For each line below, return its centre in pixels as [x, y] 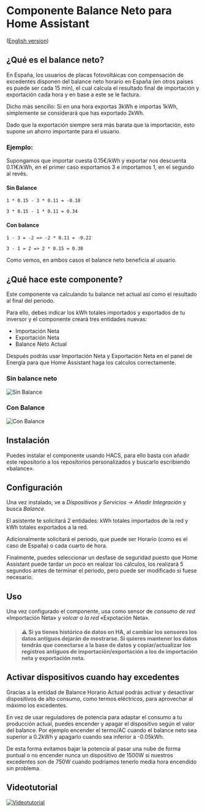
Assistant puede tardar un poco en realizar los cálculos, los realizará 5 [95, 564]
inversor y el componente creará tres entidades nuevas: [77, 319]
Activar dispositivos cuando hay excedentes [93, 677]
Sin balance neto [32, 378]
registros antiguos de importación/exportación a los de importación [109, 651]
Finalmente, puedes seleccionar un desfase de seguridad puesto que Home [102, 558]
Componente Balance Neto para [89, 11]
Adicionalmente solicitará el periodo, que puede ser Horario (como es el [97, 539]
